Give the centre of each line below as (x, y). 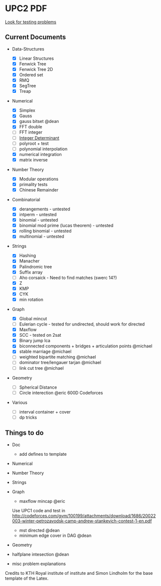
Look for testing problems (31, 22)
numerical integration (40, 154)
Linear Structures (37, 58)
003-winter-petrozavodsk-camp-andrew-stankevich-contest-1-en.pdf (82, 521)
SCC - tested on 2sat (40, 335)
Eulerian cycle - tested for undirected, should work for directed (82, 324)
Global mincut (33, 318)
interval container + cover (45, 412)
